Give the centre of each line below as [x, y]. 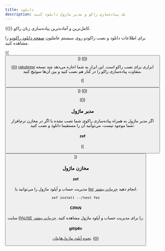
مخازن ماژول [76, 168]
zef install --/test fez [76, 198]
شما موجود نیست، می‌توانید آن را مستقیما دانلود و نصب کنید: [82, 126]
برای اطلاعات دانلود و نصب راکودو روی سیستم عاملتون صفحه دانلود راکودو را [75, 38]
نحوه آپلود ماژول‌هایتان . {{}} [76, 238]
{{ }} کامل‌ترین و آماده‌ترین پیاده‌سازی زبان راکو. [48, 28]
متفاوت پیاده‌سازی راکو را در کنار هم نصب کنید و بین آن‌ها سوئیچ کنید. [82, 71]
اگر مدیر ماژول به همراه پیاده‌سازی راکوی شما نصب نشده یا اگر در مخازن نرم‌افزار [82, 121]
